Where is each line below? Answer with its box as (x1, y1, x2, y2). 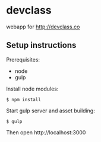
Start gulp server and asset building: (6, 107, 95, 114)
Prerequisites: (6, 56, 40, 63)
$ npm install (6, 96, 42, 102)
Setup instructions (6, 40, 77, 50)
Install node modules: (6, 85, 59, 92)
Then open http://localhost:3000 (6, 128, 86, 136)
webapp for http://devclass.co (6, 23, 80, 30)
